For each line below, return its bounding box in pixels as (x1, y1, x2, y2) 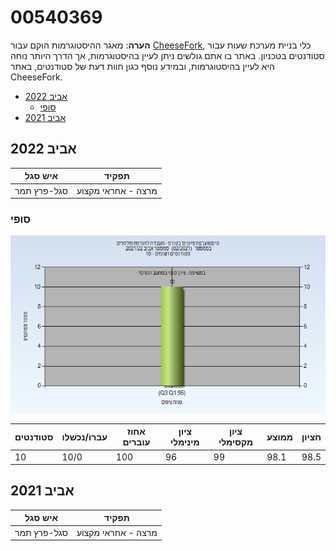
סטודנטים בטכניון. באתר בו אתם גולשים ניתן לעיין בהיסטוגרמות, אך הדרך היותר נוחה (10, 49, 325, 61)
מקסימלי (218, 436, 254, 448)
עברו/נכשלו (61, 431, 108, 443)
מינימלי (170, 436, 200, 448)
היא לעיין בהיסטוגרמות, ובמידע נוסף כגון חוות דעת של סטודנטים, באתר (10, 60, 275, 72)
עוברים (122, 436, 151, 448)
